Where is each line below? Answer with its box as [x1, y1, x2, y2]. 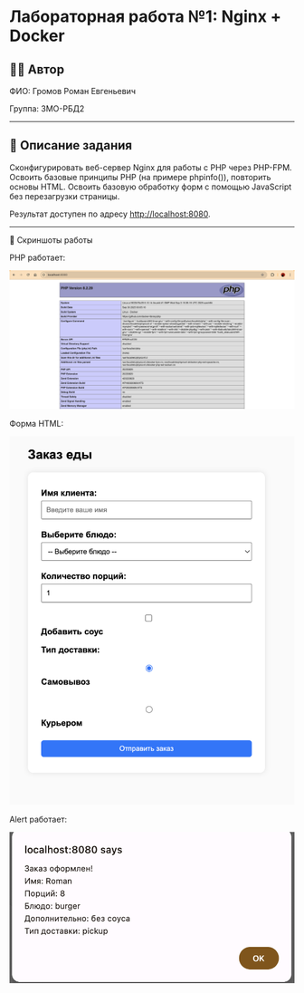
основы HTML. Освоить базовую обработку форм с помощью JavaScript [9, 181, 292, 192]
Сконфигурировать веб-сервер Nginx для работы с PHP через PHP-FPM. [9, 161, 292, 173]
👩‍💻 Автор [9, 62, 65, 77]
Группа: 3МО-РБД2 [9, 103, 85, 114]
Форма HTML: [9, 419, 64, 429]
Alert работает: [9, 814, 68, 825]
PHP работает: [9, 252, 66, 263]
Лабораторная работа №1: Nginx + [9, 6, 282, 27]
